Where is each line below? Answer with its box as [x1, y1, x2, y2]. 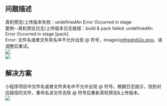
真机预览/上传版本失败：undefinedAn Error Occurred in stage [5, 19, 132, 25]
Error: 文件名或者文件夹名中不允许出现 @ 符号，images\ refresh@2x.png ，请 [5, 36, 162, 42]
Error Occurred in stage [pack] [5, 30, 69, 36]
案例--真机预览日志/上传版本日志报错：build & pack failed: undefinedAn [5, 25, 153, 31]
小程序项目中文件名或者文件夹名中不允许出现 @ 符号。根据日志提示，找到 [5, 83, 157, 89]
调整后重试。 [5, 43, 32, 49]
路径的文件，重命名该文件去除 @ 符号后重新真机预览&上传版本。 [9, 89, 142, 95]
